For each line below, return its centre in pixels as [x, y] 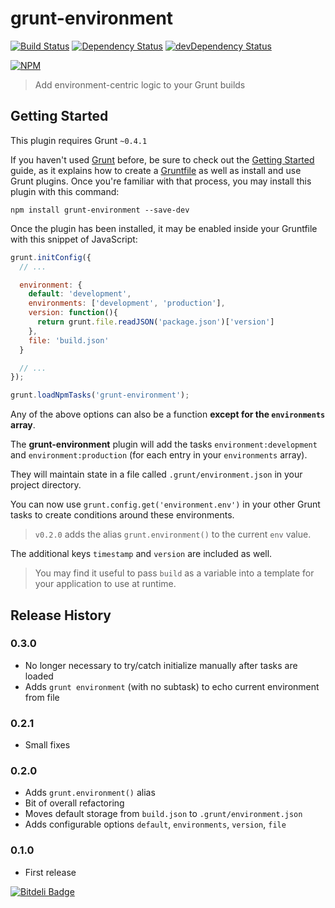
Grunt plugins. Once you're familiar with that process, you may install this [161, 181]
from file [42, 697]
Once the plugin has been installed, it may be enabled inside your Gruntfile [164, 228]
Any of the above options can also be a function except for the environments [168, 414]
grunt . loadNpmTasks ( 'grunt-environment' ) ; [100, 395]
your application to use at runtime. [105, 584]
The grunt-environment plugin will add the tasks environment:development [164, 444]
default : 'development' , [80, 294]
